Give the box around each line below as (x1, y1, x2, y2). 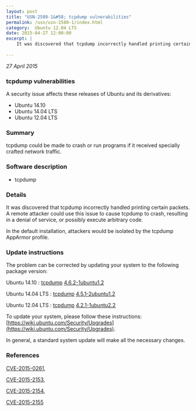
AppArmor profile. (6, 234, 50, 241)
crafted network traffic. (6, 148, 62, 155)
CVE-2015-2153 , (6, 376, 45, 383)
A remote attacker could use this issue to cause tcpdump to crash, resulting (6, 210, 188, 217)
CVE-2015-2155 (6, 398, 44, 406)
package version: (6, 268, 48, 275)
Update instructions (6, 248, 64, 256)
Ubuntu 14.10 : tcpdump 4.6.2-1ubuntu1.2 (6, 279, 104, 286)
